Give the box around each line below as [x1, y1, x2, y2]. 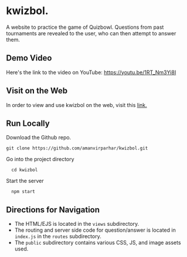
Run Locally [6, 118, 50, 128]
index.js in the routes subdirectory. [14, 233, 101, 240]
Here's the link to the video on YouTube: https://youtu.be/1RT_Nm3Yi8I [6, 69, 176, 76]
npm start [11, 189, 35, 195]
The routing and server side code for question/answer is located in [14, 226, 176, 233]
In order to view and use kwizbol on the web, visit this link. [6, 101, 148, 108]
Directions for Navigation [6, 205, 100, 215]
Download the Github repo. [6, 134, 72, 141]
